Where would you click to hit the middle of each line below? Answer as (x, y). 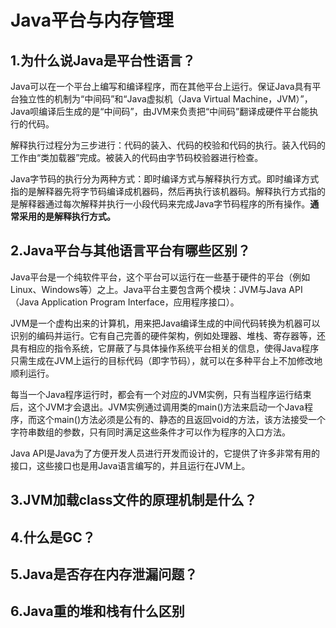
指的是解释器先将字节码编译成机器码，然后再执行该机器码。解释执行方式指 (163, 191)
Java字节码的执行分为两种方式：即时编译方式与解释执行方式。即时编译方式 (165, 179)
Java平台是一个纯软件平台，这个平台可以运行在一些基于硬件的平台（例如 (160, 277)
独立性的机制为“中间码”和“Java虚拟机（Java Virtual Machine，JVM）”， (165, 99)
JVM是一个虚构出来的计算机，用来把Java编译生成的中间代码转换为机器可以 (165, 323)
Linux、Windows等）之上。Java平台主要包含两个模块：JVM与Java (148, 289)
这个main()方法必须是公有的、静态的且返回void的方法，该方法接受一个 (181, 419)
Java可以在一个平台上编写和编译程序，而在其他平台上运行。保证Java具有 (161, 86)
